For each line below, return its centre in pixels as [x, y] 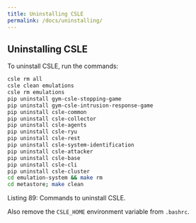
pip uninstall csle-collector [52, 119]
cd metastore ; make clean [45, 185]
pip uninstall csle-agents [47, 125]
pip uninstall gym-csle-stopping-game [64, 99]
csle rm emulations [36, 93]
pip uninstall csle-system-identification [71, 145]
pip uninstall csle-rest [44, 139]
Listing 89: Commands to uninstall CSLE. [67, 198]
